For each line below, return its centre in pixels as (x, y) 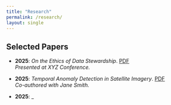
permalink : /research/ (34, 17)
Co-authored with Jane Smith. (52, 85)
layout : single (25, 23)
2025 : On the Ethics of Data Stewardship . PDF (72, 61)
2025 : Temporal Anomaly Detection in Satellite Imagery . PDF (90, 79)
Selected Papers (37, 47)
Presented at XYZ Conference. (52, 67)
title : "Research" (29, 12)
